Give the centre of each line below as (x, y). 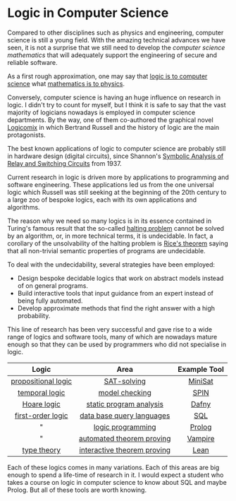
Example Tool (201, 369)
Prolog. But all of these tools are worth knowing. (77, 490)
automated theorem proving (125, 438)
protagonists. (26, 135)
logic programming (125, 427)
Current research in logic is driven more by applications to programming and (118, 177)
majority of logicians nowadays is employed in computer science (101, 112)
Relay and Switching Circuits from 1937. (64, 163)
